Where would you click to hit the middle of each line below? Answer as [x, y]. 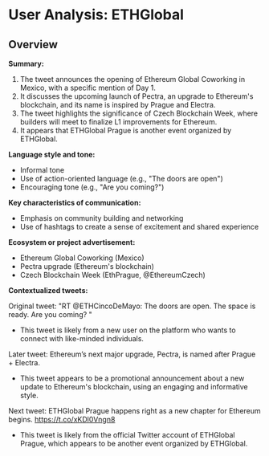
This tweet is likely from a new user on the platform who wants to [128, 330]
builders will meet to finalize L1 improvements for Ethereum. [118, 122]
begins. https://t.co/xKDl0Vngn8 [62, 419]
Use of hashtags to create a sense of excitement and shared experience [139, 227]
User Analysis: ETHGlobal [96, 15]
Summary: [26, 63]
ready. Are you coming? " [50, 314]
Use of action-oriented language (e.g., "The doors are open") [121, 179]
